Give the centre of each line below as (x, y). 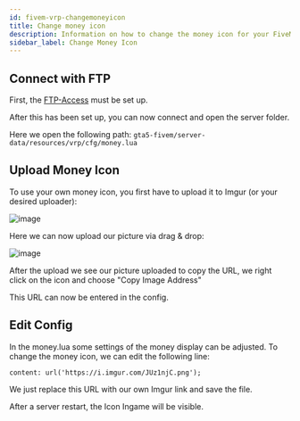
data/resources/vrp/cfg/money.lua (74, 144)
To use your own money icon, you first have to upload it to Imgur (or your (144, 192)
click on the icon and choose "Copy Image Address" (106, 280)
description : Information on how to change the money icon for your (139, 34)
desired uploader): (43, 201)
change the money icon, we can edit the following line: (109, 356)
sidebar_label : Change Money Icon (74, 42)
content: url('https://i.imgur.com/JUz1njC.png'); (105, 372)
